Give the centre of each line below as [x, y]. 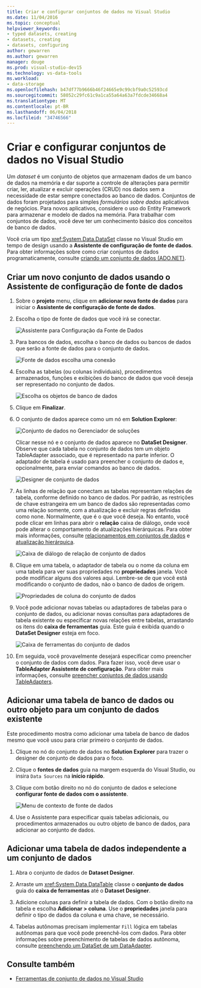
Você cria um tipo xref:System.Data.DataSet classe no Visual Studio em [95, 239]
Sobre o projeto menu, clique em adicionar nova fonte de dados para [102, 301]
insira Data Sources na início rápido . [60, 776]
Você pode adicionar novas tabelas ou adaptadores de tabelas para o [101, 608]
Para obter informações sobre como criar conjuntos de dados [83, 252]
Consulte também [41, 964]
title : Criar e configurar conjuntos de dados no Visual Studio [89, 12]
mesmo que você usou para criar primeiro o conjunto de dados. [85, 740]
